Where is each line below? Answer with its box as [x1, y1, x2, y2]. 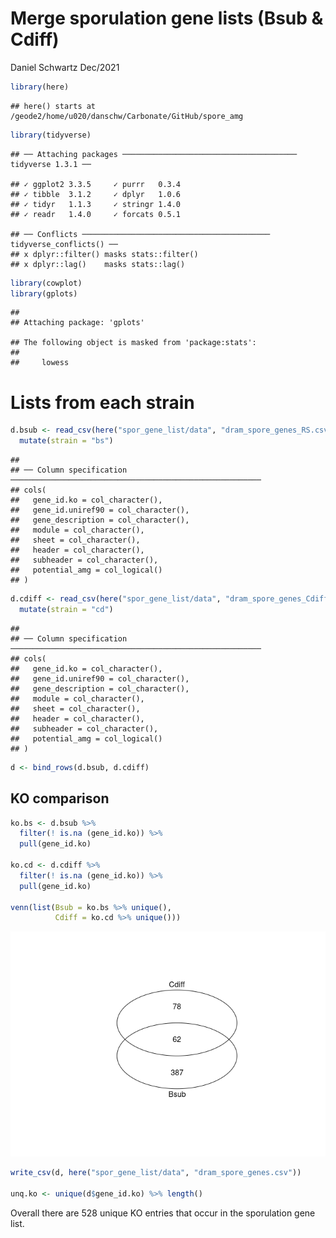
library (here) [10, 82, 70, 92]
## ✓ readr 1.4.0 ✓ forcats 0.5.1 [10, 209, 182, 219]
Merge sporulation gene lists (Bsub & [10, 7, 324, 30]
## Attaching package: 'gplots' [10, 318, 145, 328]
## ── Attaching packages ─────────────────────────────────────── [10, 149, 298, 159]
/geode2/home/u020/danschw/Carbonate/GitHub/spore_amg [10, 111, 244, 121]
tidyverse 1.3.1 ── [10, 159, 92, 169]
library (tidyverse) [10, 130, 92, 140]
